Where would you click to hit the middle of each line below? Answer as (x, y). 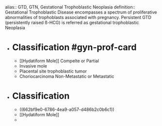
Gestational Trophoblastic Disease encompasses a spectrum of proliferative (81, 12)
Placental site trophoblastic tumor (53, 71)
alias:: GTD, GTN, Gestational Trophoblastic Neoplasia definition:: (70, 7)
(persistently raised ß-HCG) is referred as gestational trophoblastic (72, 22)
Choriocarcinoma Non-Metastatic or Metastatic (67, 76)
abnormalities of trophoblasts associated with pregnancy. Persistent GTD (78, 17)
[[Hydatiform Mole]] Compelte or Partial (59, 61)
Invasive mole (33, 66)
